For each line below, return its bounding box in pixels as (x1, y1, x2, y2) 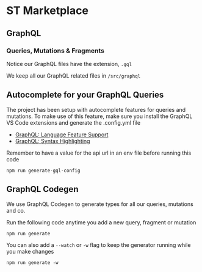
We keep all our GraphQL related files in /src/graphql (6, 72, 141, 79)
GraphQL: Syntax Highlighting (15, 137, 90, 144)
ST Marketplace (6, 4, 88, 18)
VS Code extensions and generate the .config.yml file (6, 119, 141, 126)
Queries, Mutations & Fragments (6, 46, 105, 55)
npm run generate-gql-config (6, 167, 81, 174)
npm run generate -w (6, 259, 59, 266)
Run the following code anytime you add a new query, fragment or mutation (6, 218, 197, 226)
